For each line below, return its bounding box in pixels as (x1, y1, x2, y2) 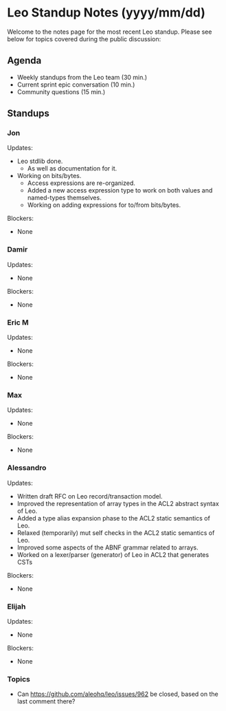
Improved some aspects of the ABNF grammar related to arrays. (16, 543, 199, 551)
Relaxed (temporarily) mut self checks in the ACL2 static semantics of (16, 528, 215, 537)
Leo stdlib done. (16, 157, 63, 166)
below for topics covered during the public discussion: (7, 34, 161, 43)
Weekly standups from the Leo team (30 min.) (16, 73, 148, 81)
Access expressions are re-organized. (27, 179, 136, 187)
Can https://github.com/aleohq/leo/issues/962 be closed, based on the (16, 690, 218, 699)
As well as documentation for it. (27, 164, 117, 173)
